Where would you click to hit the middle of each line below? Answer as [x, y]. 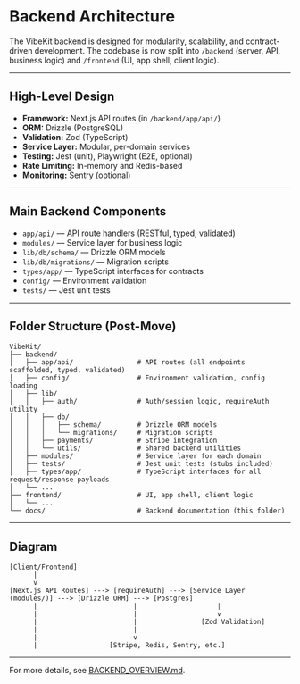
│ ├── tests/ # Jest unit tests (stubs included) [142, 464]
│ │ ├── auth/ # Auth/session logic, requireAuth [139, 402]
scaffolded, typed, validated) [67, 371]
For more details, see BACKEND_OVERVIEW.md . [97, 671]
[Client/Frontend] [43, 567]
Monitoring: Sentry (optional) [76, 175]
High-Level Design [62, 97]
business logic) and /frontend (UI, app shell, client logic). [114, 60]
